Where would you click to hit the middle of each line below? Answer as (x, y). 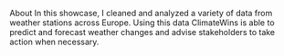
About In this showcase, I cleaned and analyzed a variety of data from (141, 13)
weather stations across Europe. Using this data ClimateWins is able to (142, 23)
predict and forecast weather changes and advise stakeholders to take (142, 32)
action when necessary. (54, 42)
